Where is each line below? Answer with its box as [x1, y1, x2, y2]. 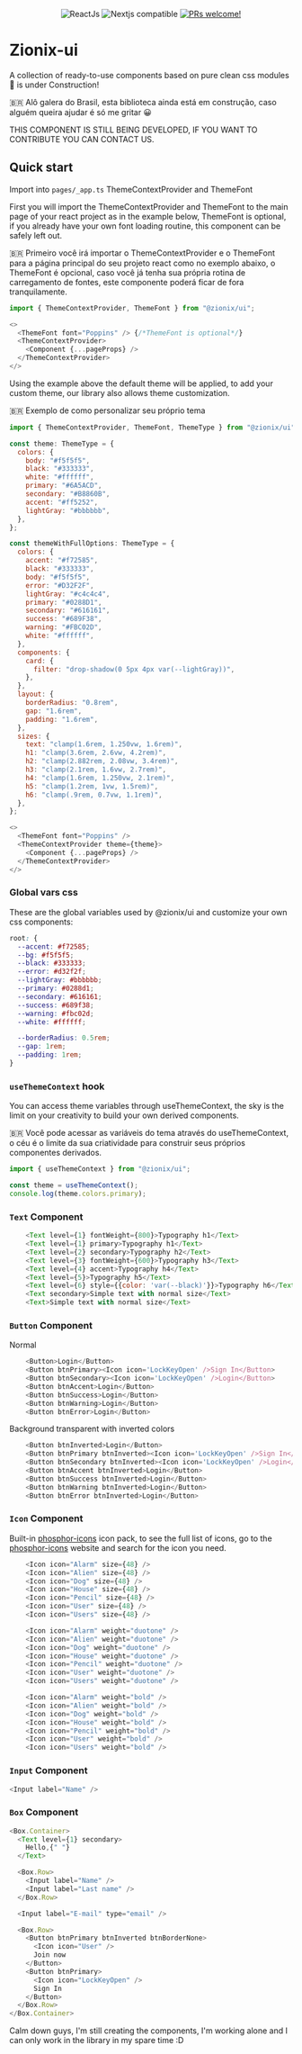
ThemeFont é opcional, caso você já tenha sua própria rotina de [9, 266, 245, 278]
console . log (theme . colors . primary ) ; [9, 1189, 147, 1198]
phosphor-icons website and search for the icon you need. [9, 1542, 226, 1553]
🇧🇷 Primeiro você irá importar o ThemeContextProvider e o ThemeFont [9, 248, 276, 258]
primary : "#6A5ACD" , [25, 482, 102, 491]
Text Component [9, 1211, 84, 1223]
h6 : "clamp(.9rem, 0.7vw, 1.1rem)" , [25, 790, 164, 799]
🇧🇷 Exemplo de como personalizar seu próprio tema [9, 405, 206, 416]
